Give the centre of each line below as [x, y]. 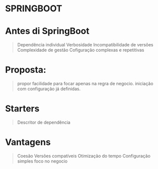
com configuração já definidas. [49, 89]
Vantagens [28, 142]
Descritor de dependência [44, 122]
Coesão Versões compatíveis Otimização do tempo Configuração [84, 156]
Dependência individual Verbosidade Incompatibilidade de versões [85, 45]
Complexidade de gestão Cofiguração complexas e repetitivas [81, 50]
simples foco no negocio [42, 161]
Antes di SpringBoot [47, 31]
